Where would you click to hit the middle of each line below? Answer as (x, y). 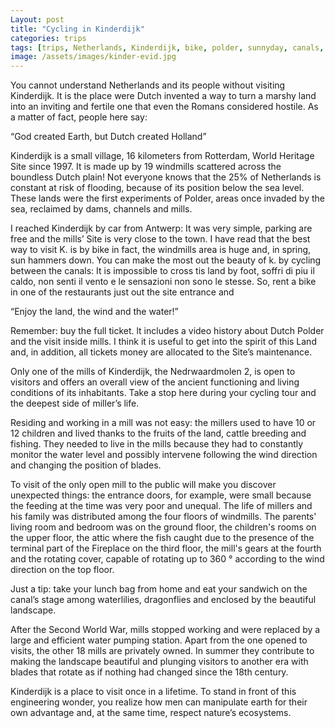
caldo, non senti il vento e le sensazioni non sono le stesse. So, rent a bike (163, 282)
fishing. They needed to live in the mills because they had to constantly (157, 444)
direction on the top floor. (62, 570)
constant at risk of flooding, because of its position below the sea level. (157, 188)
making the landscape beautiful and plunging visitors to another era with (159, 662)
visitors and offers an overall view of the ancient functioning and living (155, 382)
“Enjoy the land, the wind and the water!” (94, 312)
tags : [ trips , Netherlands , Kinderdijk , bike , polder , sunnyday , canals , (167, 47)
